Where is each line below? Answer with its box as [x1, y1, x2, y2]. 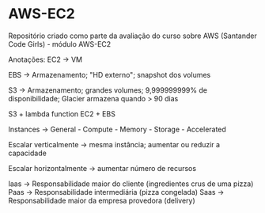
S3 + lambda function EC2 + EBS [8, 108, 116, 119]
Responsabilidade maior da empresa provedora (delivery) [8, 196, 195, 205]
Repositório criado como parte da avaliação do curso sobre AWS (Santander [8, 31, 257, 40]
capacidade [8, 148, 47, 158]
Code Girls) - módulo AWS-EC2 [8, 39, 112, 48]
